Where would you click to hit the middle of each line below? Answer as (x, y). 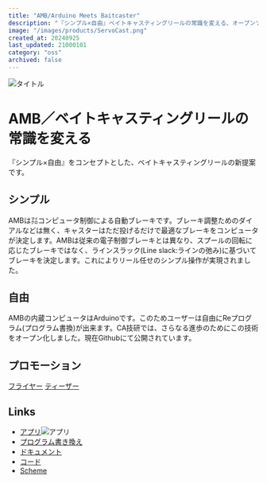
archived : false (35, 60)
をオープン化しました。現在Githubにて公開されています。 (102, 338)
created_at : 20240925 (44, 38)
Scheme (33, 471)
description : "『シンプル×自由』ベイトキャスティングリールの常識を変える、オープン (132, 23)
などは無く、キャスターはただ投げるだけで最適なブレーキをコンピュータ (140, 230)
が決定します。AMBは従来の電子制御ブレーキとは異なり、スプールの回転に (130, 240)
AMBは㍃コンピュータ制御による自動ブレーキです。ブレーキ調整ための (124, 220)
